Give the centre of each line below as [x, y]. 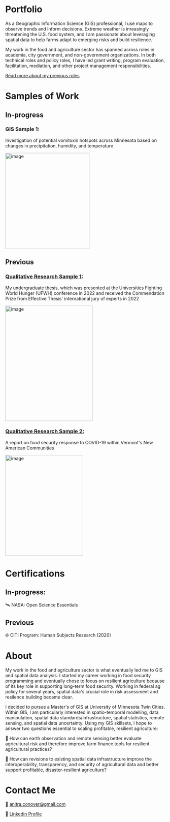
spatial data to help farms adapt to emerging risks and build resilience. [79, 40]
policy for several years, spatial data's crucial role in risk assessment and [82, 691]
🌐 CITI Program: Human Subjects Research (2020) [58, 635]
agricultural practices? [29, 749]
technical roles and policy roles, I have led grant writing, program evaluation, [85, 60]
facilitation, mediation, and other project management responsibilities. [78, 66]
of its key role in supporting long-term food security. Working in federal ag [83, 686]
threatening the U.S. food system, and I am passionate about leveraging [80, 34]
